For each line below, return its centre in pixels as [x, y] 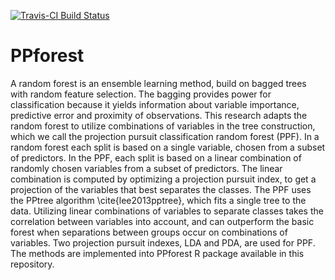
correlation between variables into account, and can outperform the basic [162, 221]
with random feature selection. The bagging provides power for [141, 94]
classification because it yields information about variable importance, [155, 104]
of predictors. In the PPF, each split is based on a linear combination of [156, 157]
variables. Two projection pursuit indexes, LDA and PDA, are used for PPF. [163, 242]
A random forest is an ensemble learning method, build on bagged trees [158, 83]
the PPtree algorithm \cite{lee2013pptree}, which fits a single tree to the [158, 200]
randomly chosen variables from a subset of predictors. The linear [146, 168]
